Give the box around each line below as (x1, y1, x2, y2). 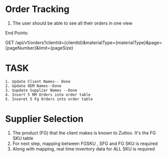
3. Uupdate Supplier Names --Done (5, 88, 78, 93)
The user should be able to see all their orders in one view (12, 20, 133, 26)
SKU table (12, 135, 34, 141)
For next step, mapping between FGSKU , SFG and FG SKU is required (12, 140, 158, 146)
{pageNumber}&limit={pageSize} (5, 45, 74, 51)
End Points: (5, 30, 29, 36)
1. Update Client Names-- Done (5, 79, 71, 84)
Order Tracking (5, 4, 70, 15)
